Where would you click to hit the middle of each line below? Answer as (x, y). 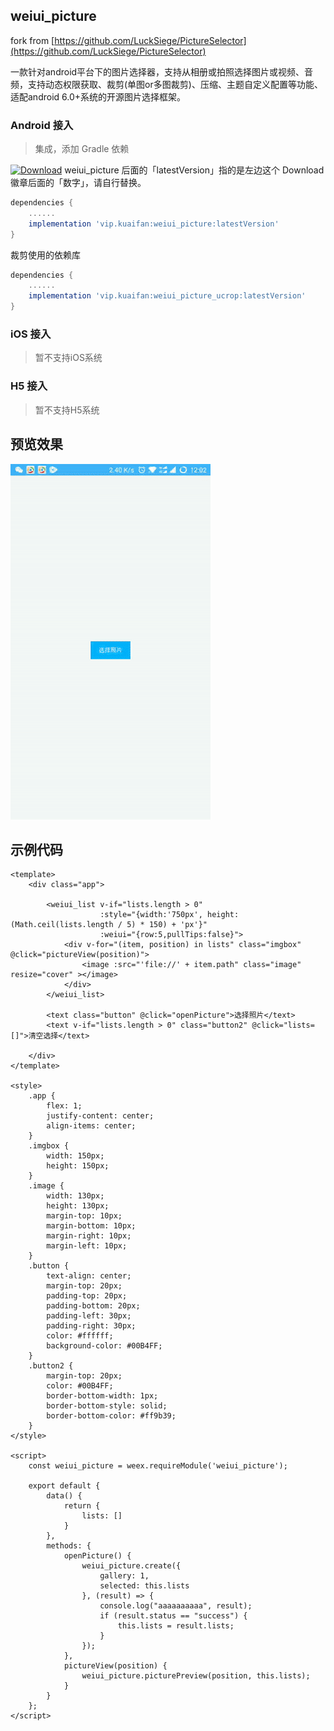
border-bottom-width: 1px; (102, 1396)
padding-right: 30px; (91, 1326)
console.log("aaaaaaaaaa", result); (176, 1606)
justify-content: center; (100, 1116)
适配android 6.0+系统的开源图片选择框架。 (98, 96)
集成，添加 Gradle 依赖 (82, 149)
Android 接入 (42, 125)
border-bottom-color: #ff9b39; (111, 1416)
